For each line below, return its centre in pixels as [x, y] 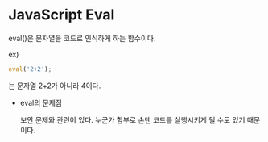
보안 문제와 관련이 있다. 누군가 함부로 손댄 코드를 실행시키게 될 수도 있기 [132, 119]
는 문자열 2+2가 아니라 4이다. [55, 86]
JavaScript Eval [62, 15]
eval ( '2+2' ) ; [30, 69]
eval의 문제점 [41, 102]
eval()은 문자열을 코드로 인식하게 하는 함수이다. [82, 38]
